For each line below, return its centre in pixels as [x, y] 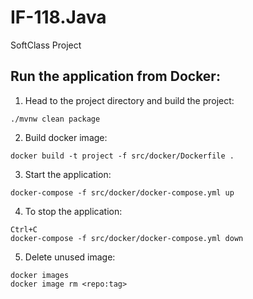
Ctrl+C [24, 229]
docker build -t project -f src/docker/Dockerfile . [122, 156]
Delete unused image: [70, 257]
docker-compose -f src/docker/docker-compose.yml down [127, 238]
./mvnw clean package [55, 119]
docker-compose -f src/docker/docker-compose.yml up [122, 192]
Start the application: [68, 174]
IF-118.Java [58, 17]
